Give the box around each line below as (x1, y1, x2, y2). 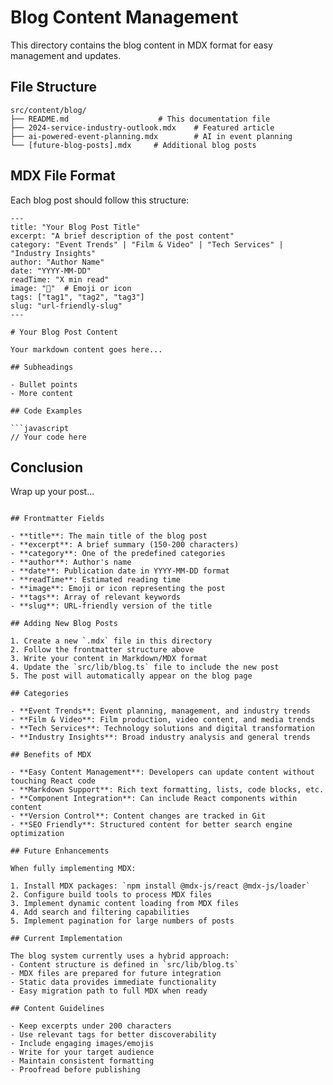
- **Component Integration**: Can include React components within (10, 794, 298, 804)
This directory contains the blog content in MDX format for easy (10, 39, 273, 51)
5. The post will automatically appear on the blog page (10, 671, 253, 681)
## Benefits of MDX (10, 750, 92, 760)
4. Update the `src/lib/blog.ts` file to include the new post (10, 662, 280, 673)
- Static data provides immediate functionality (10, 977, 217, 988)
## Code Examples (10, 406, 83, 416)
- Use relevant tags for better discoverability (10, 1030, 217, 1040)
